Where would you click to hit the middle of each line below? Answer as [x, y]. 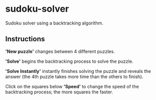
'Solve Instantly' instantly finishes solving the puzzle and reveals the [78, 71]
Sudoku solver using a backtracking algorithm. [54, 23]
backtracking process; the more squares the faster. [59, 92]
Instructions [25, 39]
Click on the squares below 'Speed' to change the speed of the [72, 86]
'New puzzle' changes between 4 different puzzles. [60, 51]
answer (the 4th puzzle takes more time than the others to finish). [74, 77]
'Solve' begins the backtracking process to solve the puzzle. [69, 61]
